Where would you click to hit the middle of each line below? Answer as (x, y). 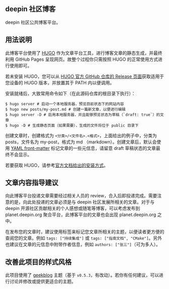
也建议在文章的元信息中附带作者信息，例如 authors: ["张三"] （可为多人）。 (83, 244)
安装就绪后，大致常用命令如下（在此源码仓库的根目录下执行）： (70, 93)
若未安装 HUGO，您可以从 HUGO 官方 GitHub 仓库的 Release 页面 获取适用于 (85, 76)
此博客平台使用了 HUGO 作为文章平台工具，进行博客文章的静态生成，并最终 (84, 53)
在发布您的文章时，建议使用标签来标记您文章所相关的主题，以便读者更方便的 (85, 232)
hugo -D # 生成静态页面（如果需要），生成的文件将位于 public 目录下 (74, 126)
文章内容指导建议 (32, 183)
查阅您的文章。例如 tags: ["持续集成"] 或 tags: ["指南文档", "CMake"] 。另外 (84, 238)
